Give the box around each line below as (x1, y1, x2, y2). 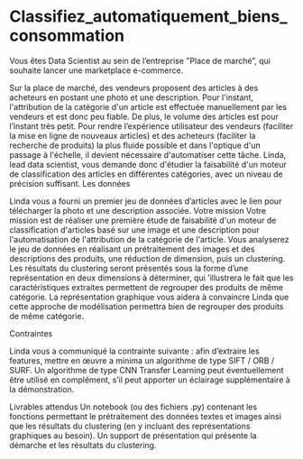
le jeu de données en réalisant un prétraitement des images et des (9, 243, 255, 254)
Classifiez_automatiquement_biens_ (9, 6, 288, 27)
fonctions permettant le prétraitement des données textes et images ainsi (9, 410, 282, 421)
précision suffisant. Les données (9, 178, 131, 188)
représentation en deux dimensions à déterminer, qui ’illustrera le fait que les (9, 272, 294, 283)
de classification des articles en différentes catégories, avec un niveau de (9, 169, 283, 179)
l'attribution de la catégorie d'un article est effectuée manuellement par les (9, 101, 287, 112)
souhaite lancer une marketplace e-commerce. (9, 65, 184, 76)
